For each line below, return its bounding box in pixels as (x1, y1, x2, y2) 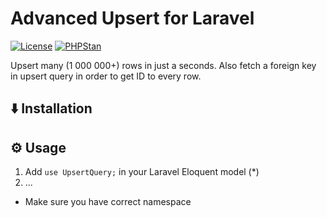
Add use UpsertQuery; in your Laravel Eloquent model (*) (24, 166, 260, 178)
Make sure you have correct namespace (24, 196, 192, 208)
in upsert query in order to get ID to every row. (10, 70, 202, 82)
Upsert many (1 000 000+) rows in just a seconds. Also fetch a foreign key (10, 59, 317, 71)
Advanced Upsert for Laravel (10, 7, 255, 30)
